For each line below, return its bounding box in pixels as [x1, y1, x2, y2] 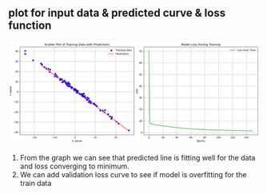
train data [19, 179, 52, 188]
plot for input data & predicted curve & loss [8, 6, 226, 20]
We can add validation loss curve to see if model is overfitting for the [19, 170, 247, 180]
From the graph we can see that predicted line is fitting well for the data [19, 153, 256, 163]
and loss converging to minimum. [19, 161, 130, 171]
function [8, 19, 52, 33]
